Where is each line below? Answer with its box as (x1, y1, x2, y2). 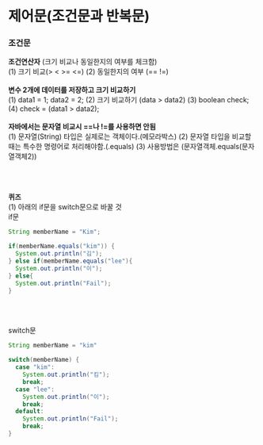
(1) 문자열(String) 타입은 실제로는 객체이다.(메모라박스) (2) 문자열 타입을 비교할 (8, 132, 252, 141)
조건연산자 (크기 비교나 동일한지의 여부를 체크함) (8, 57, 158, 67)
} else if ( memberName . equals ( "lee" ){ (8, 257, 133, 266)
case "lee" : (15, 386, 55, 393)
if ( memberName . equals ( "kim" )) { (8, 243, 115, 251)
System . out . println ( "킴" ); (22, 370, 110, 379)
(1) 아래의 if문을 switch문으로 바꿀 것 (8, 202, 122, 212)
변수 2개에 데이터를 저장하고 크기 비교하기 (8, 85, 136, 95)
